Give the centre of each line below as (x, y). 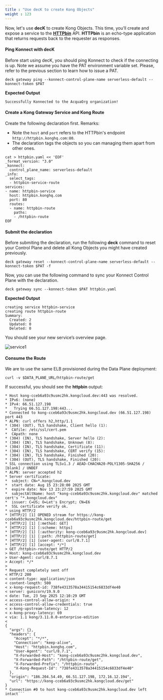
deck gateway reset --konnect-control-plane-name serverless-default (77, 262)
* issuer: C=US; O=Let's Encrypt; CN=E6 (48, 502)
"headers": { (23, 634)
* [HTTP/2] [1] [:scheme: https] (39, 528)
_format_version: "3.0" (29, 161)
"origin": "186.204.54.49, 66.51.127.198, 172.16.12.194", (71, 677)
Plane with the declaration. (32, 280)
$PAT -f (43, 266)
